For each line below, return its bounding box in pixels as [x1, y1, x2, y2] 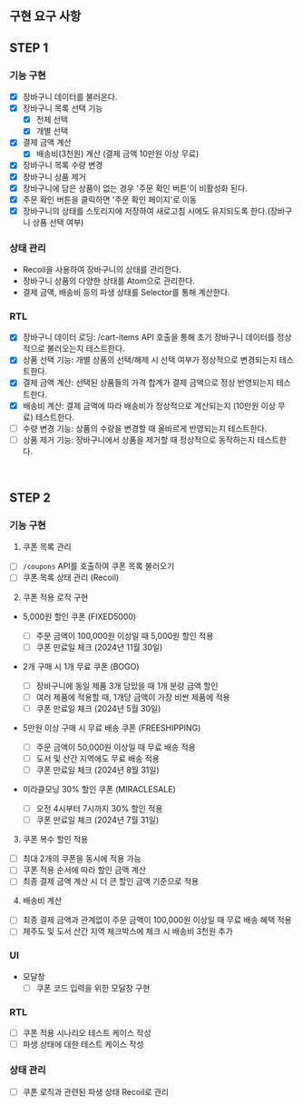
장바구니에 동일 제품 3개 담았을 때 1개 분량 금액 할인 [35, 680, 219, 691]
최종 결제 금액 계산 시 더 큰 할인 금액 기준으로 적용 [22, 876, 200, 887]
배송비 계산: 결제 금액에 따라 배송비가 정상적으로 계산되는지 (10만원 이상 [22, 400, 277, 411]
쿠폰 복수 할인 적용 [22, 834, 89, 845]
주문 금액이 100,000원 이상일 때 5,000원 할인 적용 [35, 630, 214, 641]
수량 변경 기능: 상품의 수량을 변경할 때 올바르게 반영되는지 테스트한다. [22, 423, 268, 433]
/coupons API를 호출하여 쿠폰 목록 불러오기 [22, 561, 175, 572]
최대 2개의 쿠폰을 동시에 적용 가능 [22, 853, 142, 864]
